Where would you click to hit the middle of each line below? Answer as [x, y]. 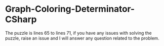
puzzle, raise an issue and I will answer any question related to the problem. [82, 38]
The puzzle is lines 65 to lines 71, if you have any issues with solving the [79, 33]
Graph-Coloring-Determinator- [70, 9]
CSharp [21, 19]
